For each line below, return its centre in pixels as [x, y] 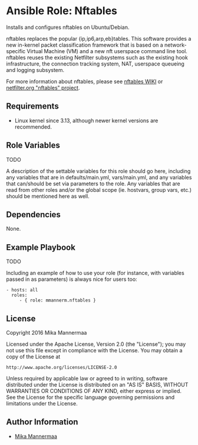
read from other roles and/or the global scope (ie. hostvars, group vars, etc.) [99, 189]
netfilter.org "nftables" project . [43, 87]
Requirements [32, 107]
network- [175, 45]
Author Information [42, 422]
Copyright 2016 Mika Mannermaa [47, 333]
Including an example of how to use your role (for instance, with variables [95, 273]
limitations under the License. [42, 403]
